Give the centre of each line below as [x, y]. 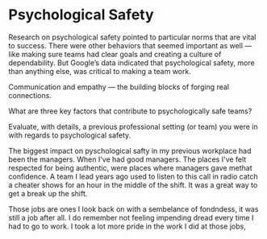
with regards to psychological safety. [70, 135]
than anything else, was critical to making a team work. [100, 71]
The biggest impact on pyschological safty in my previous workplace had [130, 150]
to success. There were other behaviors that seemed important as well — [130, 45]
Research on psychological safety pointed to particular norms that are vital [132, 37]
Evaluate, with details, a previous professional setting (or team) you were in [133, 126]
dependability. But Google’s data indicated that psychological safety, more [132, 63]
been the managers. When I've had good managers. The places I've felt [127, 159]
